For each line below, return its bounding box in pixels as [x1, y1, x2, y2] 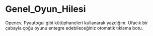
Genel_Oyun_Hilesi [5, 3, 86, 15]
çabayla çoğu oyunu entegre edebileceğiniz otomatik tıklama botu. [5, 25, 143, 31]
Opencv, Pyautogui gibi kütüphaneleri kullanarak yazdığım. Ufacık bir [5, 20, 148, 26]
